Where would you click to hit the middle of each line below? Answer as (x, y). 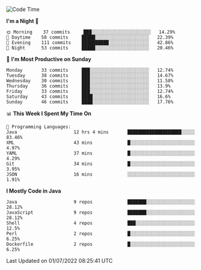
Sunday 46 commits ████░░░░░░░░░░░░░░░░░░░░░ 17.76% (90, 102)
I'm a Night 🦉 (23, 21)
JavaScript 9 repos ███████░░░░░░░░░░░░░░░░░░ (101, 213)
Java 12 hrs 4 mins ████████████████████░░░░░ (101, 132)
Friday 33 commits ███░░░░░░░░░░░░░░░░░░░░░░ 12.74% (90, 91)
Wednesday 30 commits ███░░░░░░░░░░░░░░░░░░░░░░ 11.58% (90, 81)
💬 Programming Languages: (39, 127)
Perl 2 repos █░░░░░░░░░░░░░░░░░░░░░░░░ (101, 234)
